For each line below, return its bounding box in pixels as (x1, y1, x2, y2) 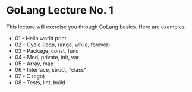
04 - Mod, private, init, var (14, 53, 79, 61)
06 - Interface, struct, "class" (14, 66, 87, 73)
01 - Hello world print (14, 34, 67, 42)
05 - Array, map (14, 60, 54, 67)
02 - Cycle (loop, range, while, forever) (14, 41, 111, 48)
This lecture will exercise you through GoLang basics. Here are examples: (6, 23, 186, 30)
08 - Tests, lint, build (14, 78, 65, 86)
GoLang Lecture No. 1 (6, 4, 114, 17)
